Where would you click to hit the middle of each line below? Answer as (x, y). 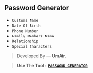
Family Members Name (33, 36)
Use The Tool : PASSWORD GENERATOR (52, 65)
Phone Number (25, 31)
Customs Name (25, 20)
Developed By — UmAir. (42, 56)
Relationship (25, 41)
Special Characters (32, 46)
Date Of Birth (26, 26)
